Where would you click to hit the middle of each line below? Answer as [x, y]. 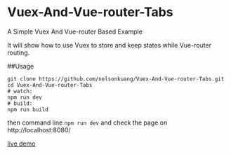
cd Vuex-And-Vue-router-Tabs [50, 85]
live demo [21, 143]
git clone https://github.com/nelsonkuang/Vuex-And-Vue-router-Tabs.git [116, 79]
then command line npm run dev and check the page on [87, 122]
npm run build [28, 109]
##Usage [21, 66]
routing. [19, 52]
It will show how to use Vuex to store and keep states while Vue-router [110, 45]
